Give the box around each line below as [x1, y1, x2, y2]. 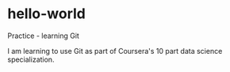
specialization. [7, 55, 55, 64]
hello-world [7, 5, 86, 23]
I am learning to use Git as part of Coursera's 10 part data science [7, 46, 223, 55]
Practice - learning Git [7, 31, 80, 40]
